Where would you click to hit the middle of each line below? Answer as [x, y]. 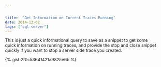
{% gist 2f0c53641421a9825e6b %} [41, 60]
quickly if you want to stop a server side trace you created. [64, 50]
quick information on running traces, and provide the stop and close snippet [80, 45]
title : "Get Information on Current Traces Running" [60, 18]
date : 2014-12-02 [22, 22]
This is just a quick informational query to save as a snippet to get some [77, 40]
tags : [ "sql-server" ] [27, 27]
